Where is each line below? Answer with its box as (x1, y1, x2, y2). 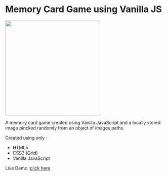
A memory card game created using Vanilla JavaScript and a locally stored (5, 119, 161, 125)
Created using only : (5, 135, 48, 141)
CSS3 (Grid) (12, 150, 38, 156)
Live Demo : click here (5, 165, 51, 171)
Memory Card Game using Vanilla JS (5, 4, 162, 15)
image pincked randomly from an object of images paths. (5, 125, 125, 131)
